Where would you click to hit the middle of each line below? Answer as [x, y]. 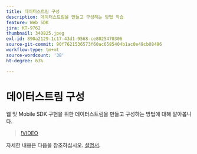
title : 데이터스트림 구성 [33, 11]
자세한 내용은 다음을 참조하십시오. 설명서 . [53, 145]
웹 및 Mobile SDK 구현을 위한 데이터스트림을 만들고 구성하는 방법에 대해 [89, 114]
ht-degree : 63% [25, 61]
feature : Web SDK [27, 22]
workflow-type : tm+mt [33, 50]
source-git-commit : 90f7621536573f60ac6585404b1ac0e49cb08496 [84, 45]
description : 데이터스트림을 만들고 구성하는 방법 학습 [65, 17]
